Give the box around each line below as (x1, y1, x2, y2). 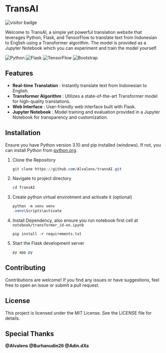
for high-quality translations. (12, 98, 71, 104)
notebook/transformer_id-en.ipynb (12, 223, 84, 228)
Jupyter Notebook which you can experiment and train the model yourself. (5, 45, 158, 51)
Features (5, 69, 33, 78)
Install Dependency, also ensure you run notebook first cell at (12, 217, 138, 223)
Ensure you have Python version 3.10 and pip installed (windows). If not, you (5, 142, 162, 148)
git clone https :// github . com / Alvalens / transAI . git (12, 167, 122, 172)
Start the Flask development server (12, 240, 84, 246)
